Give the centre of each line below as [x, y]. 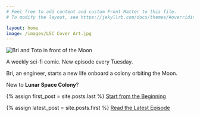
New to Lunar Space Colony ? [43, 85]
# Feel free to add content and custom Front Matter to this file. [92, 12]
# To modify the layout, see [42, 17]
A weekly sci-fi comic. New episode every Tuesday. [70, 62]
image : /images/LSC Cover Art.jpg [49, 33]
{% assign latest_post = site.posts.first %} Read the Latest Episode [88, 108]
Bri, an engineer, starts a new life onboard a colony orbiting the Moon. [92, 73]
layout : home [22, 28]
